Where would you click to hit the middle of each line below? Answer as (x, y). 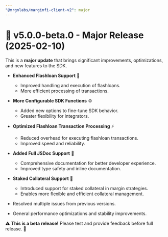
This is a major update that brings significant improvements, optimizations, (84, 60)
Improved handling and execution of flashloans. (70, 85)
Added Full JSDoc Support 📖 (43, 153)
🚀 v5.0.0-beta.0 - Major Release (75, 35)
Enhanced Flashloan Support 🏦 (46, 75)
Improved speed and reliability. (53, 143)
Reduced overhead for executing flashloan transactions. (79, 138)
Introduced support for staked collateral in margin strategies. (84, 188)
